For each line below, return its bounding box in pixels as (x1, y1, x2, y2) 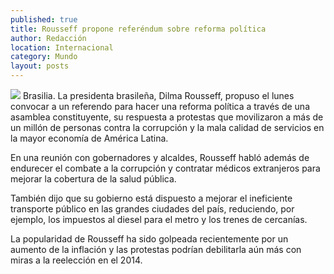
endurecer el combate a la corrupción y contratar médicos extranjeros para (10, 162, 321, 174)
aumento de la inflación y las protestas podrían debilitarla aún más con (10, 244, 302, 255)
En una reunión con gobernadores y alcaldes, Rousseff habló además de (10, 152, 310, 163)
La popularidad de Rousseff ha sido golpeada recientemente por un (10, 233, 289, 245)
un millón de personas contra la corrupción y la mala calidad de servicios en (10, 122, 325, 133)
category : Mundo (10, 52, 78, 62)
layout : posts (10, 61, 70, 71)
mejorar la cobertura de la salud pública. (10, 173, 177, 185)
